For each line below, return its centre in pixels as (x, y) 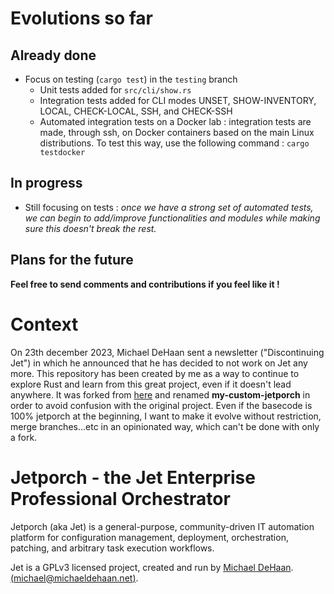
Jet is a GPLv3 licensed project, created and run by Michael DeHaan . (152, 567)
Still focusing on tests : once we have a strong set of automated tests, (169, 207)
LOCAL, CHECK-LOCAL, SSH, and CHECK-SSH (136, 111)
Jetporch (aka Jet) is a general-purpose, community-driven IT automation (162, 526)
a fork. (24, 437)
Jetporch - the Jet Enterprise (133, 477)
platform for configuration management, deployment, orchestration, (149, 537)
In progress (46, 183)
